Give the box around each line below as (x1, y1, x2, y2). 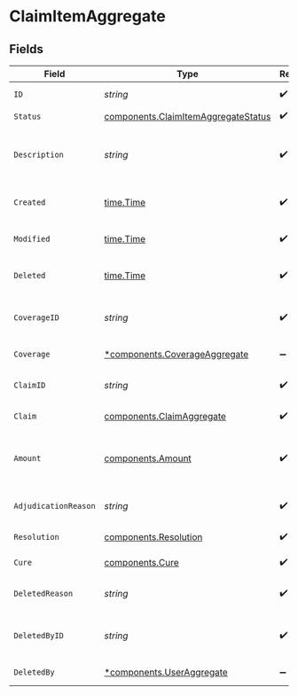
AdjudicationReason (13, 501, 96, 511)
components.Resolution (104, 531, 203, 543)
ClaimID (13, 380, 46, 390)
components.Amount (104, 452, 192, 465)
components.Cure (104, 557, 179, 568)
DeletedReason (13, 589, 74, 598)
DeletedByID (13, 631, 65, 640)
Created (13, 198, 46, 207)
